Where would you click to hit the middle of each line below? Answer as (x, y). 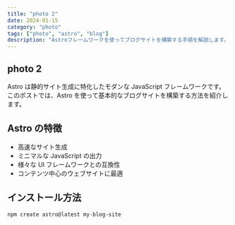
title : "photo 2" (33, 14)
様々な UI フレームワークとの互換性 (69, 164)
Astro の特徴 (35, 129)
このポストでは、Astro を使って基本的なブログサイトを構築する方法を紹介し (118, 95)
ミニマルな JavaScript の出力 (60, 155)
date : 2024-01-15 (33, 20)
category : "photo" (34, 27)
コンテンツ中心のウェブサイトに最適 (70, 173)
